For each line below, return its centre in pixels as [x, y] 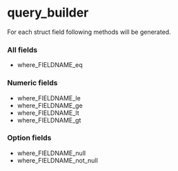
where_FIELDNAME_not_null [57, 160]
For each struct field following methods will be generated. [89, 32]
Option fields [29, 138]
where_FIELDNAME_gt [49, 120]
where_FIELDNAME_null [51, 153]
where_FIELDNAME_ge [50, 105]
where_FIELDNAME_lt [48, 113]
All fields [22, 50]
